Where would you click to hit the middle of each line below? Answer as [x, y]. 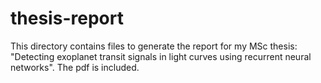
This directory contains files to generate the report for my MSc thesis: [154, 46]
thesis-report [67, 18]
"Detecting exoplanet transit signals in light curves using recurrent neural [161, 56]
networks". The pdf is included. [75, 67]
